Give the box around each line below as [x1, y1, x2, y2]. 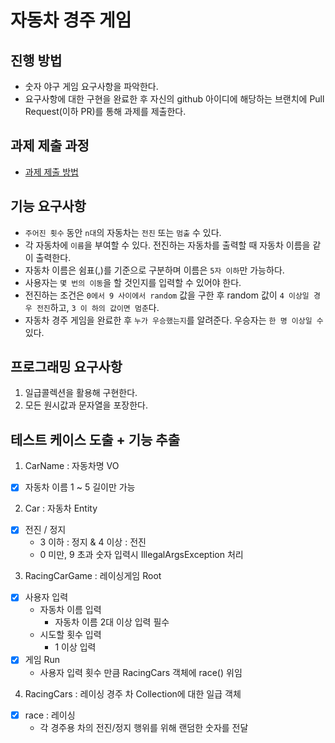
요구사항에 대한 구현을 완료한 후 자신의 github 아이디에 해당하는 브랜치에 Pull [24, 93, 325, 105]
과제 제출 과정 [10, 137, 90, 155]
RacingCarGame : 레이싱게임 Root [24, 570, 162, 582]
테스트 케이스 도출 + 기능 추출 [10, 431, 180, 448]
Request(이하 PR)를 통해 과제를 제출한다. [24, 106, 187, 117]
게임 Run [24, 654, 61, 666]
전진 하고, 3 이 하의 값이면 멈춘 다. [36, 301, 160, 313]
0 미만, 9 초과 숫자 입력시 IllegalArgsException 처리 [39, 549, 244, 561]
